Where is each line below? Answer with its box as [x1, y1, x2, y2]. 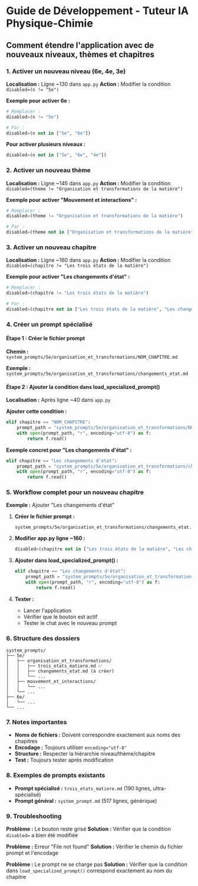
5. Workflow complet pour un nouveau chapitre [6, 488, 144, 496]
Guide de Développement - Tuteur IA [6, 4, 189, 18]
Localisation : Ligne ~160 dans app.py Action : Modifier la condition [6, 257, 171, 264]
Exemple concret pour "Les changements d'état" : [6, 446, 132, 453]
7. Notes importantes [6, 718, 67, 727]
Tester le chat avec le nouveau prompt [23, 619, 117, 626]
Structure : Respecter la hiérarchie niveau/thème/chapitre [14, 750, 156, 757]
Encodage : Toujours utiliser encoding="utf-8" [14, 744, 127, 751]
